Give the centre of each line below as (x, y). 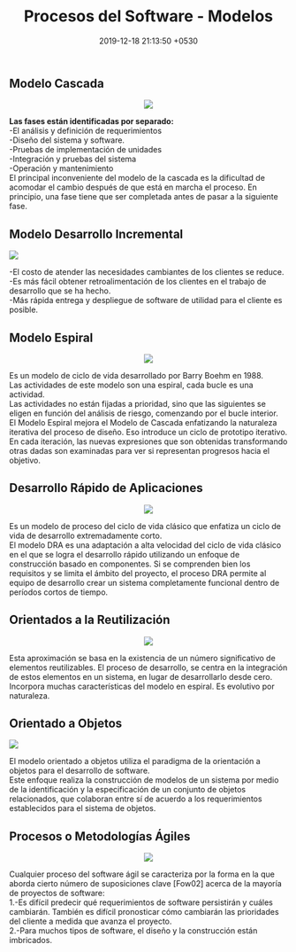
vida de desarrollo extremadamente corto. (86, 535)
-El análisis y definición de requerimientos (85, 131)
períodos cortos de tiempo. (59, 592)
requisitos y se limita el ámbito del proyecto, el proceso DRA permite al (138, 573)
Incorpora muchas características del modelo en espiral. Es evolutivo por (142, 686)
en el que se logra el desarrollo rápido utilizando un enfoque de (125, 554)
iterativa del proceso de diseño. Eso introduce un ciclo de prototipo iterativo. (148, 432)
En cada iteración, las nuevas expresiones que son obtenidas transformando (148, 441)
